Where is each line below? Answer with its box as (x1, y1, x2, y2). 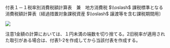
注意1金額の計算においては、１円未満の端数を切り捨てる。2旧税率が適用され (5, 31, 165, 37)
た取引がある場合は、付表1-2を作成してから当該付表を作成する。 (5, 37, 141, 43)
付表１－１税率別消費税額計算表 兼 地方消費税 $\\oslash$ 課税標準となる (5, 5, 163, 10)
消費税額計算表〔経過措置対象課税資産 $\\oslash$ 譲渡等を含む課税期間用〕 (5, 11, 163, 17)
